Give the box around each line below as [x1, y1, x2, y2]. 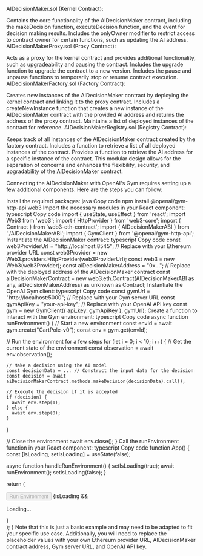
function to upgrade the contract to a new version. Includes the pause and [6, 67, 192, 74]
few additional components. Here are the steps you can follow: [6, 186, 162, 193]
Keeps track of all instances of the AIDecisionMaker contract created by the [6, 136, 196, 143]
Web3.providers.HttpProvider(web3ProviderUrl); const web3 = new [6, 255, 175, 263]
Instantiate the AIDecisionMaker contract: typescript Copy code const [6, 236, 181, 243]
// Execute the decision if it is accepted [6, 389, 118, 395]
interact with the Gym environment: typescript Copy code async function [6, 313, 188, 320]
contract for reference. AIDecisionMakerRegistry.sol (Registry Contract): [6, 124, 187, 131]
